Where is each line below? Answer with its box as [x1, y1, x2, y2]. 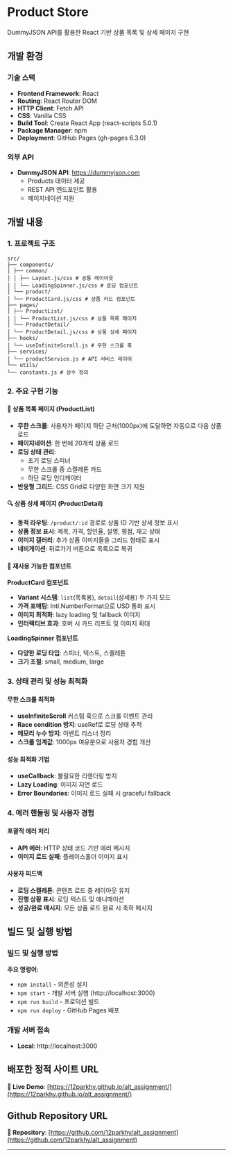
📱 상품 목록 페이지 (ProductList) [7, 404, 95, 413]
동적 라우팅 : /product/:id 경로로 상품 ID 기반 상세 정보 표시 [17, 518, 179, 527]
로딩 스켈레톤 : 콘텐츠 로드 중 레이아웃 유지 [17, 886, 130, 894]
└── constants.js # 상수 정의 [7, 369, 89, 376]
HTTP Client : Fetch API [17, 104, 85, 112]
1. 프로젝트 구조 [7, 239, 55, 249]
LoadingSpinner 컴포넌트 [7, 634, 78, 643]
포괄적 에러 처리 [7, 826, 50, 835]
